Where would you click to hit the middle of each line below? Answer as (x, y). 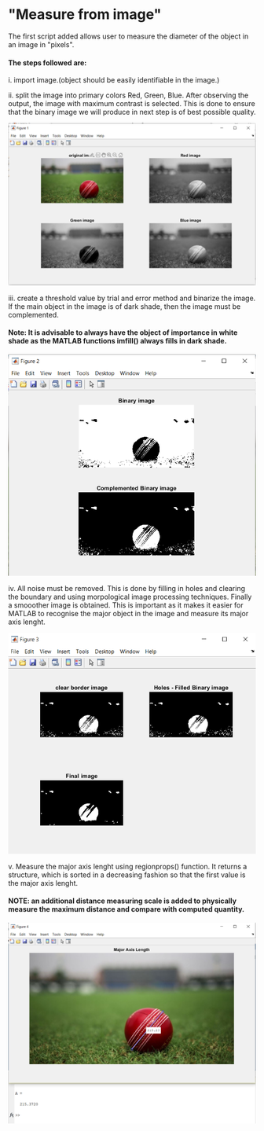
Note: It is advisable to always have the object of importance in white (123, 332)
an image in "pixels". (41, 44)
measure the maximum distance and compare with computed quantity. (126, 909)
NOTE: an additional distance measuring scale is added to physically (123, 901)
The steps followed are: (48, 62)
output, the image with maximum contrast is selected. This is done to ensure (132, 104)
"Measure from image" (85, 15)
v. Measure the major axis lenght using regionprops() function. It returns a (128, 866)
